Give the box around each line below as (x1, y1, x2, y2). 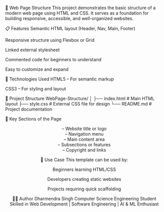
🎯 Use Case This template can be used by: (40, 157, 128, 163)
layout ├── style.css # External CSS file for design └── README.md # (5, 101, 152, 107)
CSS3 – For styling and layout (5, 86, 66, 91)
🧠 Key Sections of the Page (5, 116, 62, 122)
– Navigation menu (65, 131, 104, 137)
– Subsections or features (57, 142, 111, 148)
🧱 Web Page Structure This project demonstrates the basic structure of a (5, 5, 156, 11)
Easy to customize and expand (5, 66, 69, 72)
